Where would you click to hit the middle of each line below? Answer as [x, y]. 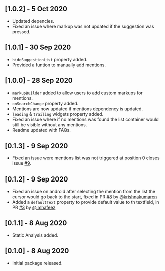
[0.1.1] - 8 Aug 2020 [36, 223]
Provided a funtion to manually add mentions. [59, 65]
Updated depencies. [33, 21]
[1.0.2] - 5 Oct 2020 [36, 9]
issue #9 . [21, 163]
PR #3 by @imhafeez [34, 207]
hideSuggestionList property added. [50, 59]
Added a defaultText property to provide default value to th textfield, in [86, 202]
